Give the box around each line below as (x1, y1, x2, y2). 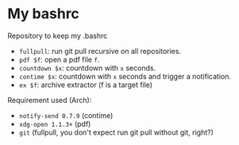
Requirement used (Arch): (7, 95, 92, 105)
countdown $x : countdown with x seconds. (18, 63, 156, 72)
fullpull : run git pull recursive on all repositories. (18, 46, 182, 55)
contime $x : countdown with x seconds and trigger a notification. (18, 71, 232, 81)
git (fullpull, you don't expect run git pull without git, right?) (18, 128, 214, 137)
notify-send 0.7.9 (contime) (18, 110, 114, 120)
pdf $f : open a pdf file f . (18, 55, 100, 64)
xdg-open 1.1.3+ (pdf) (18, 119, 91, 128)
